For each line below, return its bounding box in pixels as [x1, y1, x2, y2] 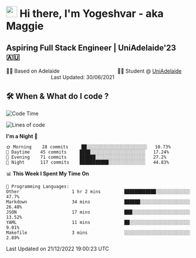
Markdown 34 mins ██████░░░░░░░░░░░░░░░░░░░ [6, 199, 191, 205]
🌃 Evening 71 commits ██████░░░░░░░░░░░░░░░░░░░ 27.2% [6, 154, 167, 160]
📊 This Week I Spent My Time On [6, 170, 89, 177]
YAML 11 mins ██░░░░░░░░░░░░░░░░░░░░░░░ [6, 219, 191, 225]
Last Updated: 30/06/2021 [50, 74, 115, 80]
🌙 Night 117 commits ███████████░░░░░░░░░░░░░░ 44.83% [6, 159, 169, 165]
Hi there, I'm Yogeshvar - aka [19, 7, 164, 21]
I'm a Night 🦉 [6, 133, 38, 140]
